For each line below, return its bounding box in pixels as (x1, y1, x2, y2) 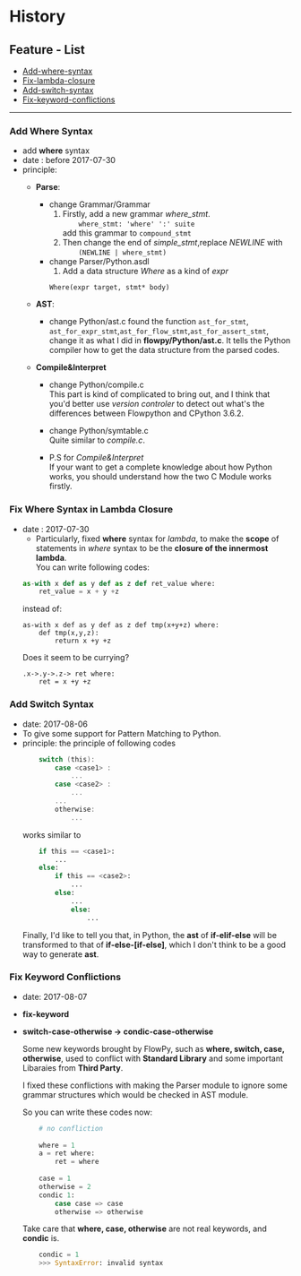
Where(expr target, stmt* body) (48, 283, 170, 292)
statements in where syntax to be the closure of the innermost (35, 542, 269, 553)
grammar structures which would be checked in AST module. (21, 1089, 249, 1099)
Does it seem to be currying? (21, 652, 130, 663)
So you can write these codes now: (21, 1107, 153, 1117)
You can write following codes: (35, 562, 150, 573)
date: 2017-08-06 (21, 719, 88, 729)
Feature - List (9, 42, 85, 57)
